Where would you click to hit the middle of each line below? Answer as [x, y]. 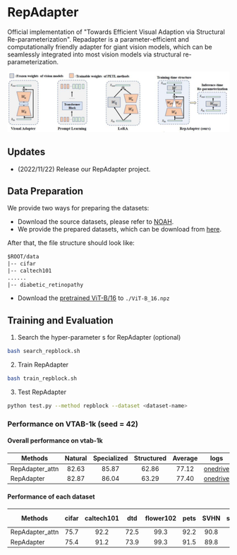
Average [185, 458]
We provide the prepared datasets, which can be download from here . [120, 229]
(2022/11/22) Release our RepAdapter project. [84, 169]
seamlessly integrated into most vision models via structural [95, 54]
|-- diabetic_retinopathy [45, 285]
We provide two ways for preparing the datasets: [78, 208]
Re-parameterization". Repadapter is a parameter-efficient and [98, 39]
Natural [76, 458]
